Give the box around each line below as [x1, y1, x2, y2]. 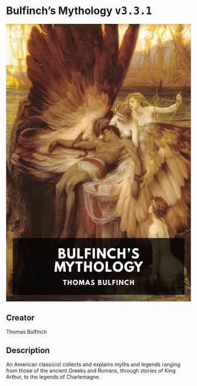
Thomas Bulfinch [6, 329, 47, 336]
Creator [6, 313, 35, 323]
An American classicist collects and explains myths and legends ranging [6, 361, 181, 368]
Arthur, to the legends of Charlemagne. [6, 374, 101, 381]
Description [6, 345, 50, 355]
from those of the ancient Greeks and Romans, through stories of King [6, 367, 176, 374]
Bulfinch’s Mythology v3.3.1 [6, 4, 152, 18]
